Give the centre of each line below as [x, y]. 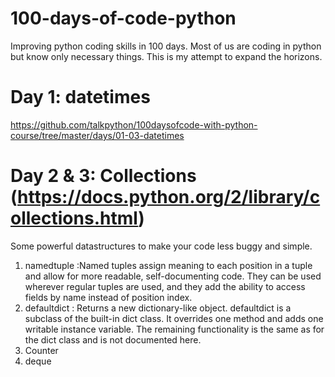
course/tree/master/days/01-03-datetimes [97, 135]
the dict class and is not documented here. [113, 339]
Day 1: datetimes [80, 97]
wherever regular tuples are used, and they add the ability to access [165, 286]
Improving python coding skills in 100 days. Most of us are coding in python [166, 46]
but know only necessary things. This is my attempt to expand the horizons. [166, 56]
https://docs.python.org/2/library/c [169, 197]
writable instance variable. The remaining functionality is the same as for [174, 329]
